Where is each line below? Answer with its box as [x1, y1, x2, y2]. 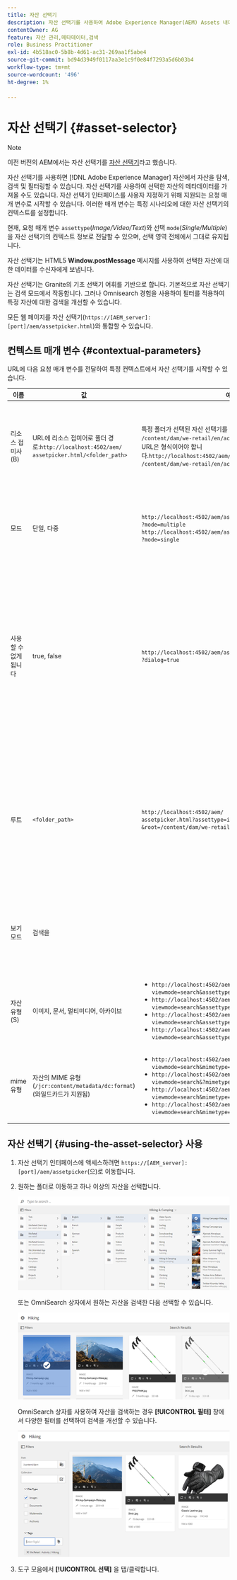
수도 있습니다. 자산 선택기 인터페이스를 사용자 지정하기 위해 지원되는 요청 [20, 191, 220, 200]
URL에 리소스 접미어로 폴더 [32, 434, 107, 442]
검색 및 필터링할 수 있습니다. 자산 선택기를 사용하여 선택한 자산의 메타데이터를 [7, 182, 220, 190]
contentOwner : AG [7, 26, 59, 33]
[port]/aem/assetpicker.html [7, 323, 93, 331]
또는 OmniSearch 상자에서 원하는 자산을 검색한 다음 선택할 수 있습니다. [17, 1298, 214, 1306]
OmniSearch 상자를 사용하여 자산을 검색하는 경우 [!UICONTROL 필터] [17, 1407, 212, 1416]
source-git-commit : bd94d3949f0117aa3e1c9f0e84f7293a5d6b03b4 [7, 57, 194, 64]
